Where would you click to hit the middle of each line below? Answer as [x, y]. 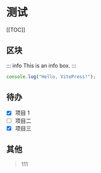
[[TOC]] [16, 30]
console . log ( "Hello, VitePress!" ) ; [51, 77]
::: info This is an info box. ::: [41, 65]
